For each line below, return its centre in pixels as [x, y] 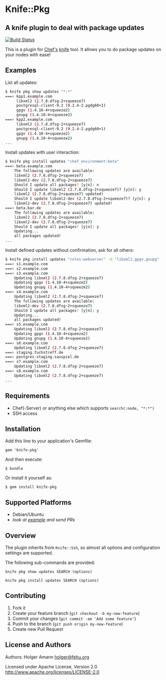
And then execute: [24, 459]
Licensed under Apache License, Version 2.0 [51, 666]
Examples [21, 70]
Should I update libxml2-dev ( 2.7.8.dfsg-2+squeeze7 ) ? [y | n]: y [82, 199]
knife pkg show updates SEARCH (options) [49, 571]
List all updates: [21, 82]
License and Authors [38, 645]
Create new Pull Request [38, 629]
